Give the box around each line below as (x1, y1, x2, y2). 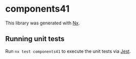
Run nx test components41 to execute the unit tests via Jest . (5, 48, 131, 54)
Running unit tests (5, 35, 65, 43)
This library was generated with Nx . (5, 20, 80, 26)
